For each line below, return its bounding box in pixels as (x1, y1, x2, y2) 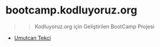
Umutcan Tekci (14, 34, 51, 41)
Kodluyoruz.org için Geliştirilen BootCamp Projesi (34, 23, 155, 30)
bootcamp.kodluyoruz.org (5, 4, 138, 17)
